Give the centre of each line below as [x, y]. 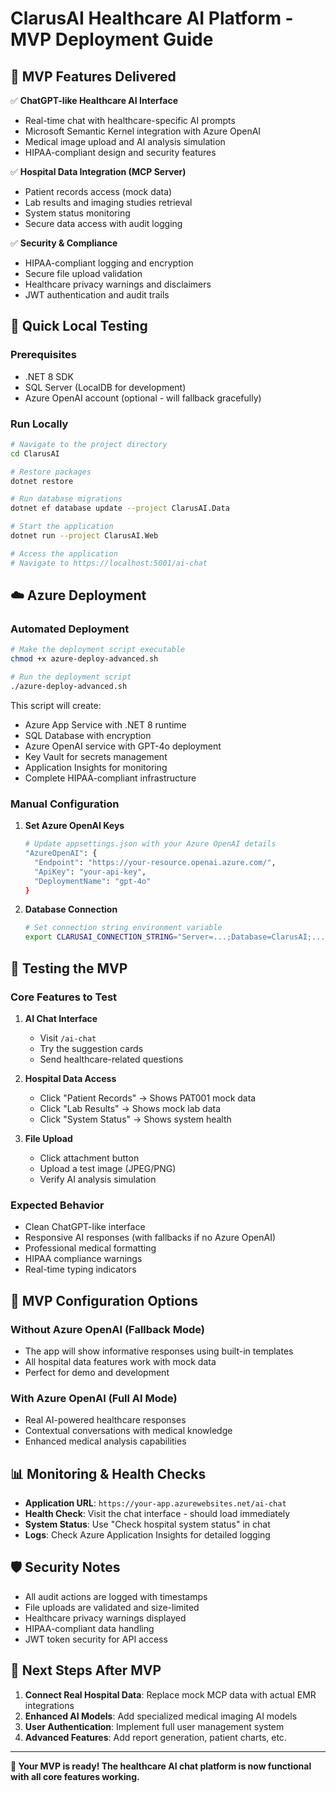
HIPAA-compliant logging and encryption [109, 263]
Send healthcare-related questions [111, 1059]
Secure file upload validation [83, 273]
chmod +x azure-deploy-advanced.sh [84, 659]
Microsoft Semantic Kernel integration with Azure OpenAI [143, 131]
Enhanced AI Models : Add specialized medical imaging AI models [161, 1716]
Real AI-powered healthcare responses [105, 1420]
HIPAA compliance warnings [83, 1259]
